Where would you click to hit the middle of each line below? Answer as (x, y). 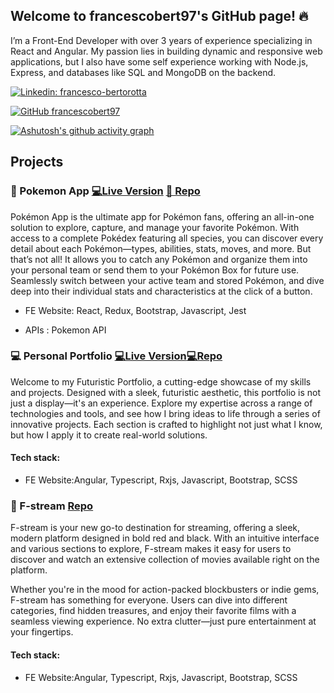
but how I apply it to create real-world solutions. (109, 435)
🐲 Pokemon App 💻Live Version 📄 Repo (105, 191)
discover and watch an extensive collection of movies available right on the (165, 560)
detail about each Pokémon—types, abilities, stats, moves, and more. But (161, 248)
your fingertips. (42, 632)
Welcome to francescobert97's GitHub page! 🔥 (159, 16)
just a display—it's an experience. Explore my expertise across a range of (161, 403)
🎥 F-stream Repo (52, 506)
